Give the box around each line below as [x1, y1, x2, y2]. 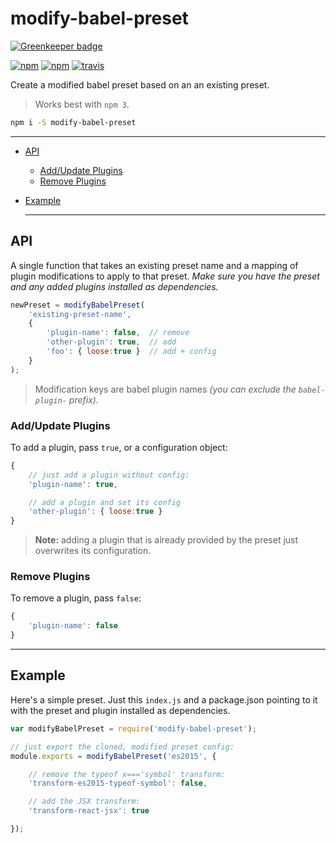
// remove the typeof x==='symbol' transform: [28, 769, 226, 779]
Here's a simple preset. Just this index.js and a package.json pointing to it [10, 693, 318, 706]
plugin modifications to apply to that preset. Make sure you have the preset [10, 270, 320, 282]
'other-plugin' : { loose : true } [28, 507, 163, 517]
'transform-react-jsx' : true [28, 806, 150, 816]
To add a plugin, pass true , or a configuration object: [10, 441, 228, 453]
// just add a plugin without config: [28, 470, 190, 480]
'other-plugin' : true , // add [46, 337, 177, 347]
